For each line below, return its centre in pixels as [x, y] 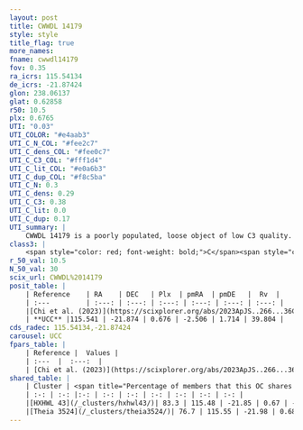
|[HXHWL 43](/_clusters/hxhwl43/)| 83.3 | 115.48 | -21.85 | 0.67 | [157, 403]
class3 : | [28, 244]
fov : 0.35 [28, 69]
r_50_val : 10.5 [38, 261]
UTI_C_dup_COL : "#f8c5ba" [58, 177]
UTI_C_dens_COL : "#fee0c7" [60, 151]
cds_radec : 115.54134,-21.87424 [70, 328]
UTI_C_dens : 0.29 [42, 194]
